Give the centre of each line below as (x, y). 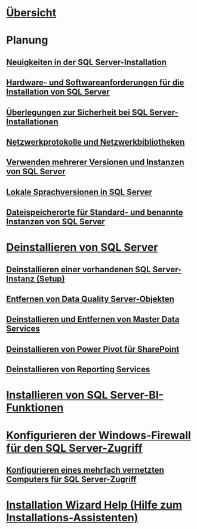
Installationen (32, 122)
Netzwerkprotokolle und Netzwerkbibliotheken (96, 142)
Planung (27, 40)
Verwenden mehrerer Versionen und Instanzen (95, 162)
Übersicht (31, 13)
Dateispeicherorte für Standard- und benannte (95, 212)
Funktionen (35, 408)
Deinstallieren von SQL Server (82, 247)
